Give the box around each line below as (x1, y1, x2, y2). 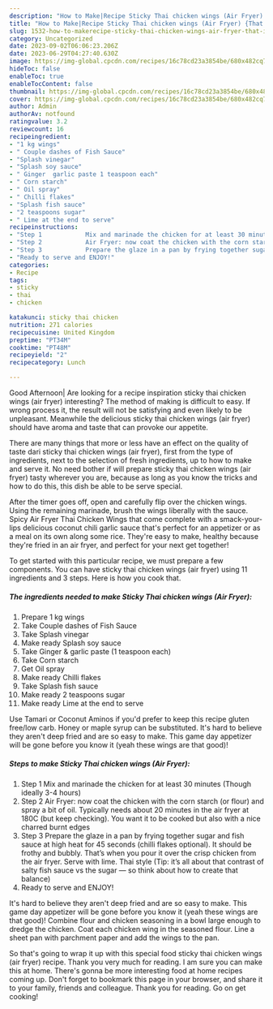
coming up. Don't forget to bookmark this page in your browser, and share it (9, 974, 262, 984)
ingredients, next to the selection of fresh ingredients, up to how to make (9, 455, 252, 465)
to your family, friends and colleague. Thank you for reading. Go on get (9, 983, 246, 993)
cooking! (9, 991, 39, 1001)
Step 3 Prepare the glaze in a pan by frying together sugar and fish (20, 830, 245, 840)
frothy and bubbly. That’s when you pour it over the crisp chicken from (20, 847, 257, 857)
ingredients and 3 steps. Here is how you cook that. (9, 573, 181, 583)
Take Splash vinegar (20, 629, 89, 639)
